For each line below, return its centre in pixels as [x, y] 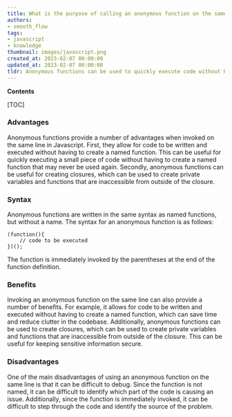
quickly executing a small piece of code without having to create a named [112, 159]
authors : [20, 20]
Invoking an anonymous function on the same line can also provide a [105, 300]
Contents [21, 91]
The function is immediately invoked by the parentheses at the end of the [111, 259]
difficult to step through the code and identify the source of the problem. [110, 406]
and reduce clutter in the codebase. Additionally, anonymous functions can [114, 322]
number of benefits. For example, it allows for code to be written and [105, 307]
